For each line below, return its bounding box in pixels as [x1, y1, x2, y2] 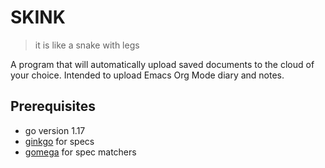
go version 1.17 [24, 124, 86, 136]
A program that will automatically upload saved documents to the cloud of [10, 58, 315, 70]
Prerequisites [10, 98, 96, 115]
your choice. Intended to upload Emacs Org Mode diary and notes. [10, 69, 285, 81]
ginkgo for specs [24, 135, 95, 147]
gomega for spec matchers [24, 146, 137, 158]
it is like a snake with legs [34, 39, 140, 51]
